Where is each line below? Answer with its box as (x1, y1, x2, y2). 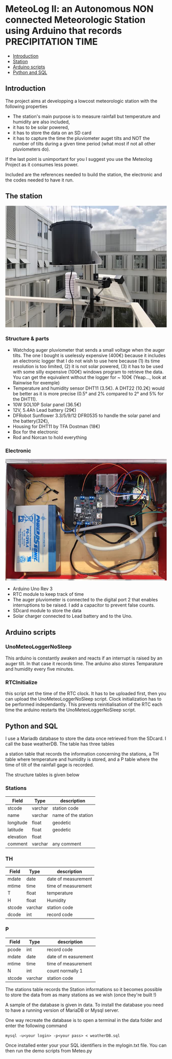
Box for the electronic (12, 429, 59, 435)
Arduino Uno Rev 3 (12, 586, 53, 592)
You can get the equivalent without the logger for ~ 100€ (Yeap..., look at (12, 374, 166, 380)
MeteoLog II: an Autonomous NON (5, 3, 154, 15)
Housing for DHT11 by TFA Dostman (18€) (12, 423, 101, 429)
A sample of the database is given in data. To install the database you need (5, 1002, 164, 1008)
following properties (5, 103, 48, 109)
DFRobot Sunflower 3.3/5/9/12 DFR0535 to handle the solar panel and (12, 412, 160, 418)
